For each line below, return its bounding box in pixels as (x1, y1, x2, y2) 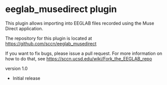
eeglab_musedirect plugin (5, 4, 117, 15)
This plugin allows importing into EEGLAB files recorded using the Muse (5, 20, 154, 26)
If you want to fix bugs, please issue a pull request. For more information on (5, 50, 162, 56)
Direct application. (5, 25, 43, 31)
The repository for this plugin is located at (5, 35, 92, 41)
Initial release (12, 75, 40, 81)
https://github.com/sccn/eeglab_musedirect (5, 40, 97, 46)
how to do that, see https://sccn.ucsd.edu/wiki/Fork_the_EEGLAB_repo (5, 55, 152, 61)
